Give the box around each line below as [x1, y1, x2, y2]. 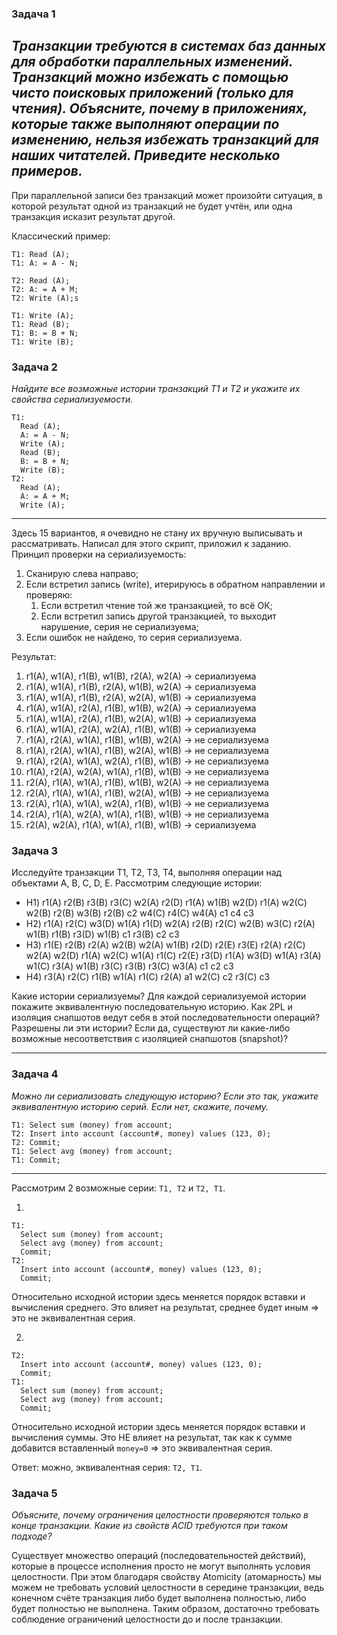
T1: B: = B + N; [11, 328, 79, 338]
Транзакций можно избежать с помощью [11, 69, 289, 86]
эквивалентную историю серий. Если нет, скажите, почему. [11, 1100, 269, 1112]
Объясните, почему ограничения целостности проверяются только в [11, 1508, 309, 1521]
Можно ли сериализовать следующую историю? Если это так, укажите [11, 1090, 319, 1102]
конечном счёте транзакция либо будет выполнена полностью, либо [11, 1592, 307, 1604]
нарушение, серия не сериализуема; [40, 621, 199, 633]
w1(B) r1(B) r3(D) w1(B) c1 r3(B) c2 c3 [25, 928, 180, 941]
